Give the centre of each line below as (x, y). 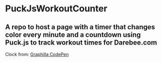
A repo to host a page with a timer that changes (80, 27)
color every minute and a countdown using (73, 34)
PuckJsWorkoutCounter (56, 9)
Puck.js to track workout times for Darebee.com (81, 42)
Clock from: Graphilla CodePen (37, 54)
